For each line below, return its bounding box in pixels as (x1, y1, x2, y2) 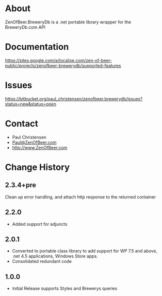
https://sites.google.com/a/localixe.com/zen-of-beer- (5, 57, 113, 63)
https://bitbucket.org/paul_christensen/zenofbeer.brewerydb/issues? (5, 96, 143, 101)
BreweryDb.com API (5, 24, 46, 30)
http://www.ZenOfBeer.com (12, 144, 67, 150)
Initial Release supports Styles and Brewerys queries (12, 286, 117, 292)
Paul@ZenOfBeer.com (12, 139, 57, 145)
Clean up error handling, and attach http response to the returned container (5, 194, 156, 200)
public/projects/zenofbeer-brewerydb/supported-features (5, 62, 121, 68)
